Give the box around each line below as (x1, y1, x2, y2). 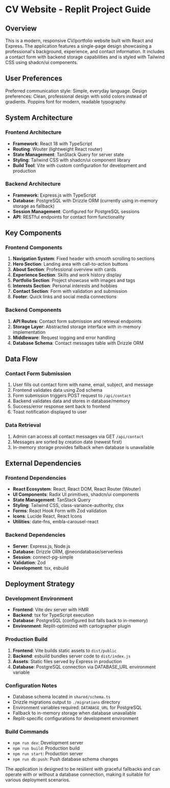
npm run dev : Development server (12, 740, 83, 746)
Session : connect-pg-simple (12, 554, 74, 560)
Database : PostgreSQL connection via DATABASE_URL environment (12, 664, 156, 670)
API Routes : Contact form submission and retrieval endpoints (12, 318, 142, 324)
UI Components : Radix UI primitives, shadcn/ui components (12, 492, 139, 498)
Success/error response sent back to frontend (12, 403, 111, 410)
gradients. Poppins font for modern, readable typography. (5, 98, 127, 104)
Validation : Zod (12, 559, 46, 565)
